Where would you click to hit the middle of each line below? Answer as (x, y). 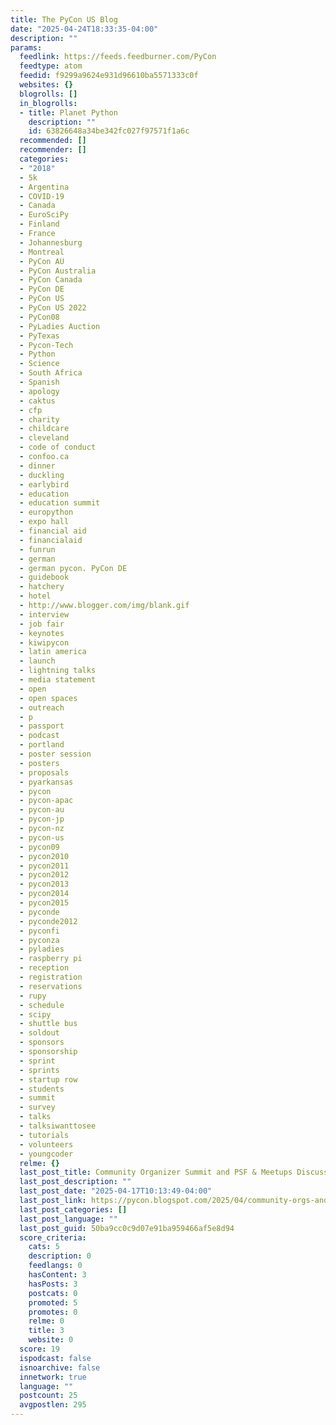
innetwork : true (53, 1377)
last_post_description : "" (75, 1182)
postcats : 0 (53, 1293)
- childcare (44, 429)
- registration (51, 977)
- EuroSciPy (44, 215)
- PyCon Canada (51, 280)
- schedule (42, 1005)
